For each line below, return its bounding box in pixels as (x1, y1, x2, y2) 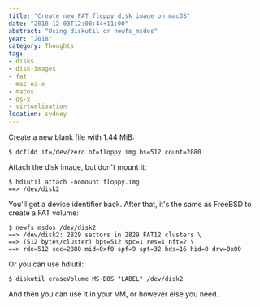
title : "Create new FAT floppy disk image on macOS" (8, 11, 191, 20)
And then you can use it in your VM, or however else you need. (8, 289, 219, 299)
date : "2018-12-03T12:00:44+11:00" (8, 19, 129, 28)
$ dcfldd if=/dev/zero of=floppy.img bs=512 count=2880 (8, 148, 201, 156)
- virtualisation (8, 102, 67, 110)
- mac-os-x (8, 80, 45, 88)
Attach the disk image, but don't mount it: (8, 162, 147, 171)
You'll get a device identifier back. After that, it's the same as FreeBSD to (8, 200, 252, 209)
